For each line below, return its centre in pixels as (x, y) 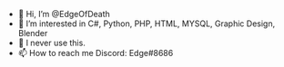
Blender (33, 33)
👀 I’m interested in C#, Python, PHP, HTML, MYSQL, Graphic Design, (147, 24)
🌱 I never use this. (52, 43)
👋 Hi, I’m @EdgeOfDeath (64, 14)
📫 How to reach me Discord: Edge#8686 (96, 53)
